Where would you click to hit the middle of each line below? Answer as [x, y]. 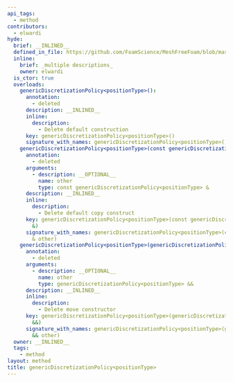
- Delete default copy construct [86, 213]
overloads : [29, 84]
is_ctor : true [34, 78]
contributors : [28, 26]
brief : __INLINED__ [42, 46]
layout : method [29, 361]
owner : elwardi [42, 71]
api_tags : [21, 13]
